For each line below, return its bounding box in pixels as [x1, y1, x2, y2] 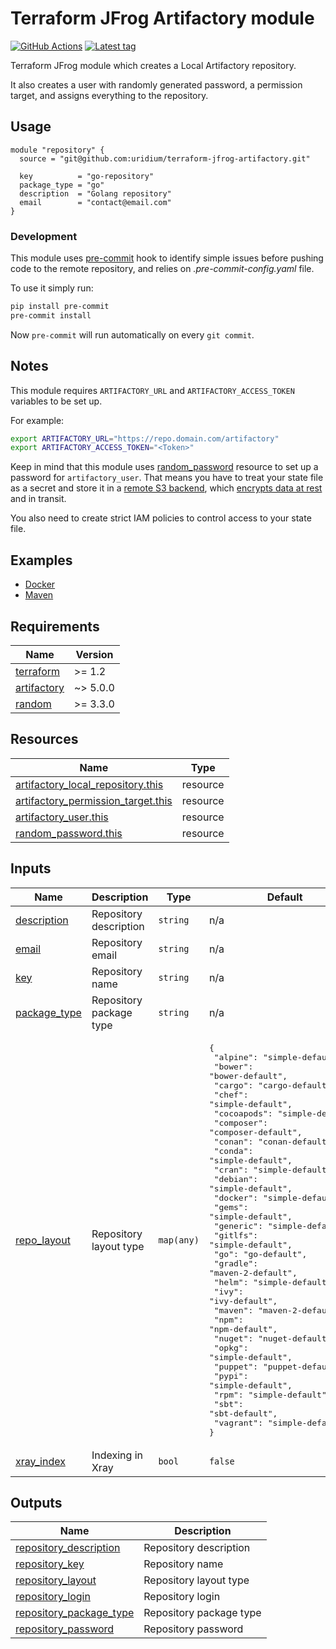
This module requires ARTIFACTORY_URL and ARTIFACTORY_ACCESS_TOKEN [10, 384, 295, 396]
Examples [10, 552, 73, 569]
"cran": [213, 1164, 249, 1175]
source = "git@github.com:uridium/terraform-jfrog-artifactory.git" [19, 153, 311, 164]
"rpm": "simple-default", [213, 1389, 332, 1400]
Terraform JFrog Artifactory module [10, 7, 315, 30]
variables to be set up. [10, 395, 103, 407]
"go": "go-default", [213, 1248, 308, 1259]
